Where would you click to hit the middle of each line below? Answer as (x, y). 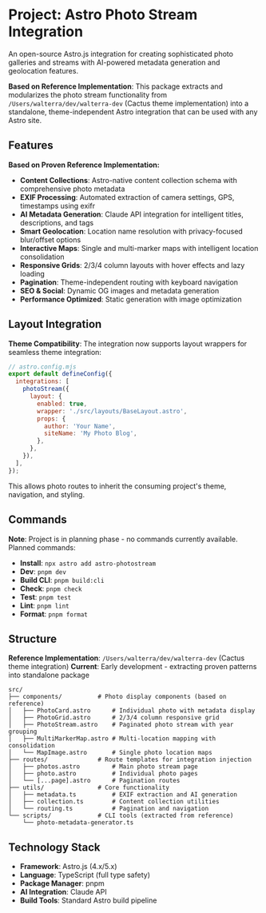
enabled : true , (62, 404)
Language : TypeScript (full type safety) (85, 875)
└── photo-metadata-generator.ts (78, 823)
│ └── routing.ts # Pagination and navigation (109, 809)
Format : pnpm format (54, 614)
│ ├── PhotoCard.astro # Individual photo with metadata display (132, 711)
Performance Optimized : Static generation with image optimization (131, 299)
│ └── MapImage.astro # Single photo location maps (111, 753)
